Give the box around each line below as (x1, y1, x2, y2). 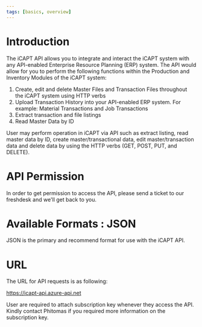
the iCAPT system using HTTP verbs (14, 92, 106, 99)
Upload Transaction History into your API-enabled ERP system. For (14, 98, 181, 105)
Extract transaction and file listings (14, 111, 101, 118)
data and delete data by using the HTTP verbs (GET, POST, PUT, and (6, 142, 177, 149)
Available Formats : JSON (6, 217, 136, 231)
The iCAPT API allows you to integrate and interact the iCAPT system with (6, 55, 190, 62)
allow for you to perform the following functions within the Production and (6, 67, 190, 75)
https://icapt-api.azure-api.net (6, 290, 81, 297)
